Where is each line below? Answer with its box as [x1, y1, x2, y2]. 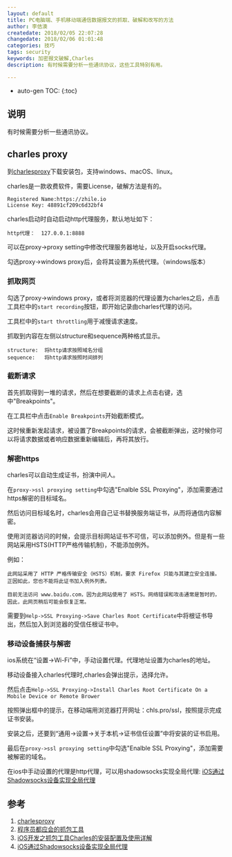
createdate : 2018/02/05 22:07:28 [7, 29, 104, 37]
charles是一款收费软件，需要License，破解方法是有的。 [7, 182, 166, 191]
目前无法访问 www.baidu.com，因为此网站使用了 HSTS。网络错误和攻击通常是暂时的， [7, 591, 220, 598]
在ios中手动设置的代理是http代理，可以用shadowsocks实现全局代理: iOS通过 [7, 767, 224, 776]
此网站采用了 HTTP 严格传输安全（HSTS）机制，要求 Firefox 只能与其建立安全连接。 [7, 570, 220, 577]
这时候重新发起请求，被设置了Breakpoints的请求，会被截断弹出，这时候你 [7, 426, 217, 434]
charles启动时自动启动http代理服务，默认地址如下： [7, 215, 155, 223]
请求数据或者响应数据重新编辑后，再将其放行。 [19, 434, 153, 443]
